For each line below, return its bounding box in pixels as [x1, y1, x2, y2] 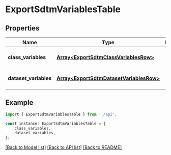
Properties [5, 24, 40, 33]
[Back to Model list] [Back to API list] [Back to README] [5, 144, 122, 150]
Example [5, 98, 34, 107]
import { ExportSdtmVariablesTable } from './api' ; [5, 112, 117, 117]
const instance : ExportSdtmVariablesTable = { [5, 121, 106, 126]
